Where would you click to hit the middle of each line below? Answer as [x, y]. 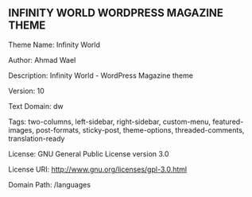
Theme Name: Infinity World [54, 44]
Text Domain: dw [36, 106]
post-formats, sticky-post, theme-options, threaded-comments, [140, 129]
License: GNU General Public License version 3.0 [89, 153]
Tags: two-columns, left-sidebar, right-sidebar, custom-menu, [110, 122]
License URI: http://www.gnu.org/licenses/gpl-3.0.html [98, 169]
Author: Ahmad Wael [42, 60]
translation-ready [37, 138]
